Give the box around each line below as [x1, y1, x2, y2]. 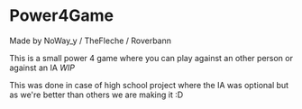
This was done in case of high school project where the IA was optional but [9, 79, 289, 90]
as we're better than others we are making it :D [9, 89, 184, 100]
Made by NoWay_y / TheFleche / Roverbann [9, 35, 172, 46]
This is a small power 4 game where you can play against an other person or [9, 52, 293, 63]
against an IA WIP [9, 62, 75, 73]
